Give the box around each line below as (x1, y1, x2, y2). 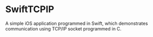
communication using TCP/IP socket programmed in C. (5, 25, 122, 31)
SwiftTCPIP (5, 4, 54, 15)
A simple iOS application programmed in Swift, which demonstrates (5, 20, 148, 26)
